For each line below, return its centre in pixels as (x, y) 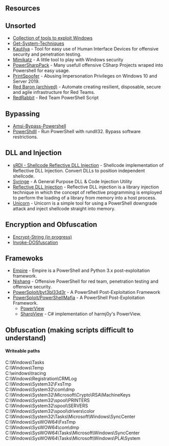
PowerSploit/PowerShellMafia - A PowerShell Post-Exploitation (79, 298)
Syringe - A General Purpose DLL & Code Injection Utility (73, 181)
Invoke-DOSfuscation (35, 242)
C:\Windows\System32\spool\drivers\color (50, 411)
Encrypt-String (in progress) (42, 237)
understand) (26, 338)
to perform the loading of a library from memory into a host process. (84, 197)
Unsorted (21, 26)
